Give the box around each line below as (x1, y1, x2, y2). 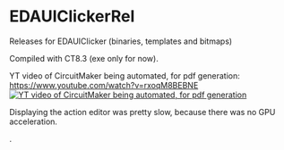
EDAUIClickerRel (9, 6, 135, 27)
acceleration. (9, 116, 58, 127)
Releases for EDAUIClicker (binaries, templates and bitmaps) (9, 36, 233, 46)
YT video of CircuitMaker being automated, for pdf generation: (9, 70, 240, 81)
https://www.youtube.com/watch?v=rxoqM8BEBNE (9, 79, 199, 90)
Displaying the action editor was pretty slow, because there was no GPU (9, 106, 276, 117)
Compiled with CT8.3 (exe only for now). (9, 53, 159, 63)
